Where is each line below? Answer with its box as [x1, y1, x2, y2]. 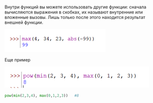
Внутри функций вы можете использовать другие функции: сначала [4, 4, 147, 10]
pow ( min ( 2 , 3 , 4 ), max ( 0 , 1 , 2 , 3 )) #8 [4, 93, 79, 98]
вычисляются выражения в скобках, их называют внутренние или [4, 9, 143, 15]
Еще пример [4, 57, 31, 62]
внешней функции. [4, 19, 43, 25]
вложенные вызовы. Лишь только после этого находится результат [4, 15, 146, 20]
